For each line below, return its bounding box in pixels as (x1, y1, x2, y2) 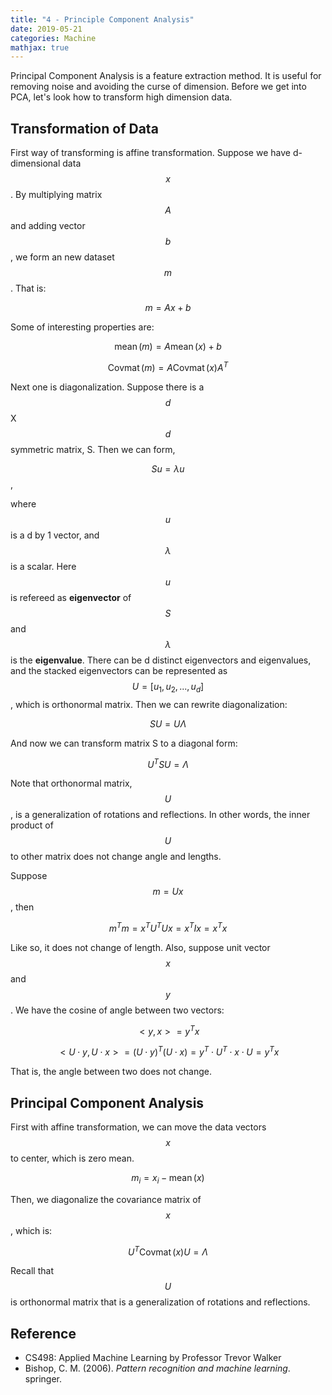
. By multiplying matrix (10, 189, 103, 201)
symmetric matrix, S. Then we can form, (10, 443, 176, 455)
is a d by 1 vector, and (10, 529, 100, 541)
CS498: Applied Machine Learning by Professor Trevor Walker (24, 1352, 282, 1364)
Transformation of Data (10, 120, 159, 137)
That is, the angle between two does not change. (10, 1066, 213, 1078)
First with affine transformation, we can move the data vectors (10, 1121, 267, 1133)
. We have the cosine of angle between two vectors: (10, 1004, 225, 1016)
